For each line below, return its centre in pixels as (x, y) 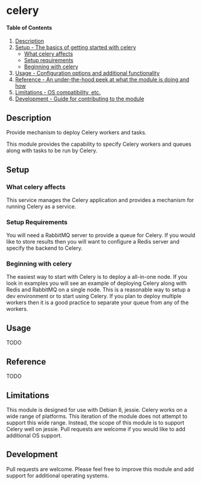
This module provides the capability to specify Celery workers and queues (99, 144)
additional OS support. (34, 435)
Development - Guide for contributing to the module (80, 99)
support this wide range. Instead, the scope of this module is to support (95, 422)
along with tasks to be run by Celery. (52, 151)
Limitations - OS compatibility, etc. (58, 93)
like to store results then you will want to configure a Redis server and (93, 242)
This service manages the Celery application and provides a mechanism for (100, 200)
